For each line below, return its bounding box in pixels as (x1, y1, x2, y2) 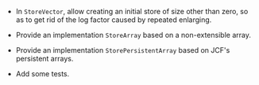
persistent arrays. (15, 54, 74, 63)
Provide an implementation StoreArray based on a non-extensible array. (15, 31, 252, 39)
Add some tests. (15, 69, 70, 78)
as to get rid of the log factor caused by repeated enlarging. (15, 15, 212, 24)
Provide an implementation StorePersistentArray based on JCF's (15, 46, 230, 54)
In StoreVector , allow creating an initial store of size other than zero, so (15, 7, 249, 16)
